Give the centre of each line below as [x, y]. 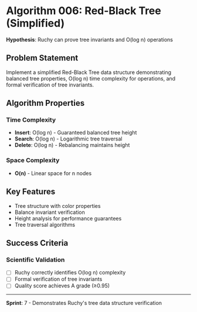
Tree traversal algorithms [45, 224]
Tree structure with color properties [57, 206]
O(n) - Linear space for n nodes [53, 173]
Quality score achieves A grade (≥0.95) [62, 286]
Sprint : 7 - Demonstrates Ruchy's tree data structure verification [84, 303]
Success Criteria [37, 243]
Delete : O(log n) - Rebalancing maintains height [72, 145]
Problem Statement [42, 58]
